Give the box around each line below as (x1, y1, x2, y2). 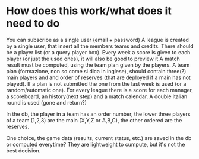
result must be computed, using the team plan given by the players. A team (6, 61, 190, 69)
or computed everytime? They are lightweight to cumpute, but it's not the (6, 141, 185, 148)
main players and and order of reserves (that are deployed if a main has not (6, 74, 191, 81)
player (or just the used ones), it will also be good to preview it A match (6, 55, 180, 62)
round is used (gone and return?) (6, 99, 87, 106)
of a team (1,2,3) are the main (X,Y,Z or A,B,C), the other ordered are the (6, 116, 182, 124)
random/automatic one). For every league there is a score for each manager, (6, 86, 193, 93)
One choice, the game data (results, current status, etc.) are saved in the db (6, 134, 192, 141)
